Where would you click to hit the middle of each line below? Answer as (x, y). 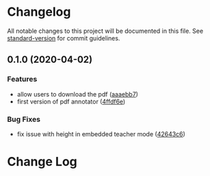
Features (22, 79)
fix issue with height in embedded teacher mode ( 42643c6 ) (101, 134)
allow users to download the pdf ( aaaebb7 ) (78, 94)
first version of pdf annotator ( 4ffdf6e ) (71, 101)
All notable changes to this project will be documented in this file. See (105, 31)
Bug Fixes (24, 119)
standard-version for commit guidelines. (64, 38)
